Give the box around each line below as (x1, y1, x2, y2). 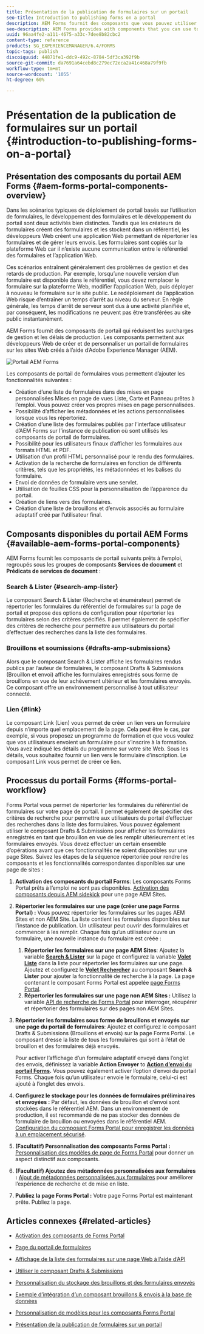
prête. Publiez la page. (15, 1198, 72, 1206)
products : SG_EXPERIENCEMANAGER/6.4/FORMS (6, 43, 115, 49)
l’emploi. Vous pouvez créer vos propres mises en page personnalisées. (15, 401, 195, 408)
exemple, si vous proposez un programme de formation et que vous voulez (6, 732, 194, 739)
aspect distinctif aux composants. (15, 1155, 100, 1162)
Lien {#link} (6, 705, 41, 714)
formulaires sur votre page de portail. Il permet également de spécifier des (6, 808, 193, 815)
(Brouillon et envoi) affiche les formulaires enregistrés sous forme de (6, 671, 178, 678)
